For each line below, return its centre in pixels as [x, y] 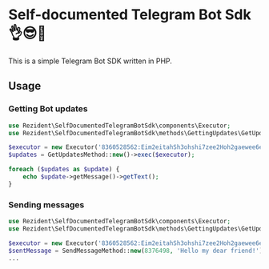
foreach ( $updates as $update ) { [64, 170]
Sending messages [46, 204]
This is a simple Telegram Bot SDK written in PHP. [90, 61]
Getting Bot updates [48, 109]
